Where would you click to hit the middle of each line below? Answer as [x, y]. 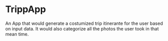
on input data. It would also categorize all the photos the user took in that [82, 28]
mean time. [17, 34]
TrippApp [26, 9]
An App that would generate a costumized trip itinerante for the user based [84, 23]
